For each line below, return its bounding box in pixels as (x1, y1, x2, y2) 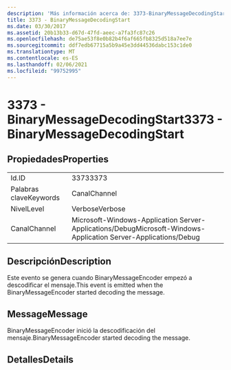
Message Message (7, 308, 88, 320)
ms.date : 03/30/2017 (7, 23, 67, 30)
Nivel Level (10, 204, 45, 213)
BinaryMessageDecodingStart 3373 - (7, 111, 223, 127)
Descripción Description (7, 255, 112, 267)
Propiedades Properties (7, 154, 109, 165)
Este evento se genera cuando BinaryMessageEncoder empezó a (7, 274, 192, 282)
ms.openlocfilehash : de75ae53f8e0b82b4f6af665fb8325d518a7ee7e (7, 36, 192, 43)
